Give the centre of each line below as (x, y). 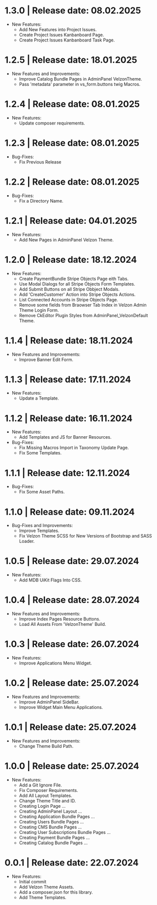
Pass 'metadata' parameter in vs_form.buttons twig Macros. (80, 84)
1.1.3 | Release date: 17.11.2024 (68, 379)
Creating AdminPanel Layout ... (50, 811)
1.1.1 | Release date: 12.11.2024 (67, 473)
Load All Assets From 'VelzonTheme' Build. (63, 624)
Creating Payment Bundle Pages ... (54, 837)
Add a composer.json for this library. (56, 892)
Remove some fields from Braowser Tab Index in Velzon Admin (83, 305)
